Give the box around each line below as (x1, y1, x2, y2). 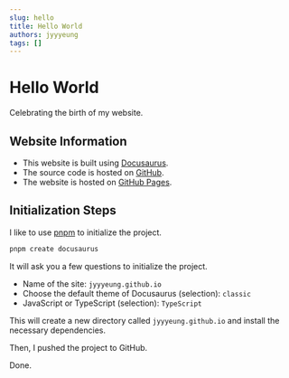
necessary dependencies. (9, 325, 107, 335)
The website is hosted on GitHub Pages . (22, 177, 172, 187)
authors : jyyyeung (9, 30, 79, 39)
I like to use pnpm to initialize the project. (9, 227, 163, 238)
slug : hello (9, 13, 54, 23)
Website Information (9, 133, 128, 149)
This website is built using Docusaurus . (22, 157, 169, 168)
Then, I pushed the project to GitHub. (9, 342, 148, 353)
